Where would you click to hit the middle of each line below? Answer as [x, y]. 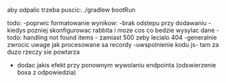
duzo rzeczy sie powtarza [43, 52]
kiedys [16, 30]
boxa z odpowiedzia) [47, 72]
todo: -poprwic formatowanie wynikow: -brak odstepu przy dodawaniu [107, 23]
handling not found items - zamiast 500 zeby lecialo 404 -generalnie [120, 37]
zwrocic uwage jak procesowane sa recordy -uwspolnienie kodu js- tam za [113, 45]
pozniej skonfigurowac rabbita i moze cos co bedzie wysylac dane [121, 30]
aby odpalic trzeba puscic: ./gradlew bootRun [71, 10]
